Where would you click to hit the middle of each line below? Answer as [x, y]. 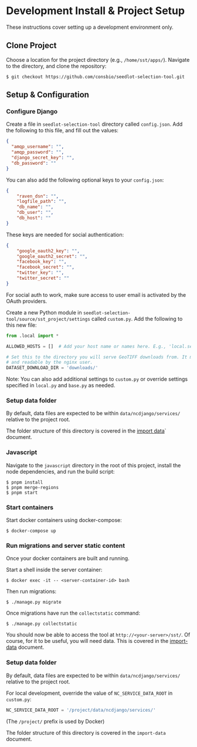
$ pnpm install [25, 482]
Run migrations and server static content [66, 546]
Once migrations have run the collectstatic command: [73, 613]
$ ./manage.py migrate [34, 602]
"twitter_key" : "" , [40, 273]
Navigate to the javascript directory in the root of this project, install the [94, 465]
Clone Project [31, 46]
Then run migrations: [31, 591]
